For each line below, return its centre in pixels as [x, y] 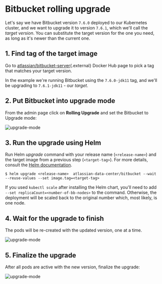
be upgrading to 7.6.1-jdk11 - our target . [47, 85]
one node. [15, 203]
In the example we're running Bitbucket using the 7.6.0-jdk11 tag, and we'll [81, 80]
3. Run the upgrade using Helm [53, 142]
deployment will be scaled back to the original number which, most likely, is [81, 198]
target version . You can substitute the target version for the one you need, [80, 33]
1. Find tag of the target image [51, 54]
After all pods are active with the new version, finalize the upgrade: [73, 267]
